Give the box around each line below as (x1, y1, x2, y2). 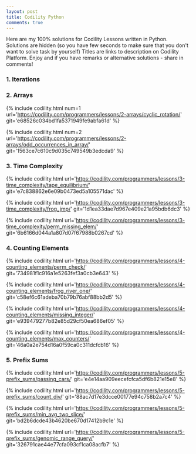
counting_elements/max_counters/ (6, 335, 90, 342)
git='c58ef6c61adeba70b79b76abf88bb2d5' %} (6, 293, 123, 301)
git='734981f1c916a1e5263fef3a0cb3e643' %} (6, 270, 119, 277)
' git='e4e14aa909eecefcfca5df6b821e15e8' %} (70, 376, 187, 383)
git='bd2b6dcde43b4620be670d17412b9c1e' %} (6, 417, 124, 424)
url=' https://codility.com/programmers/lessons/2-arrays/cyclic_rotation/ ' (6, 111, 183, 118)
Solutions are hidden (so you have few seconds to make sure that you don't (6, 42, 189, 49)
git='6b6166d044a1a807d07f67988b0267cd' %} (6, 229, 123, 236)
